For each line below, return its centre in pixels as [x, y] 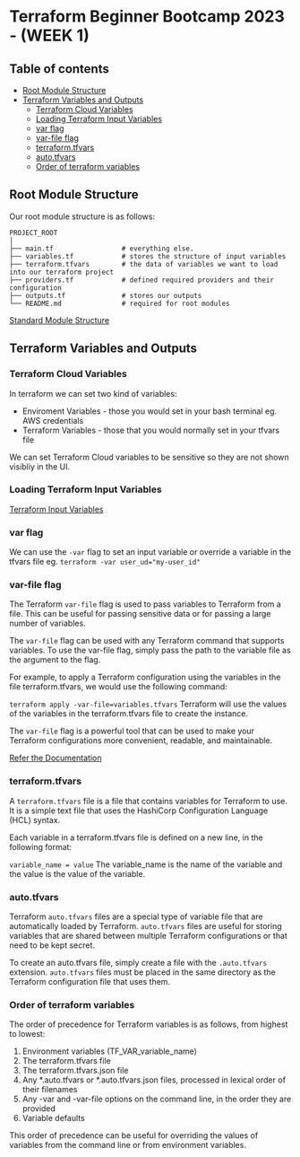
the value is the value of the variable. [77, 873]
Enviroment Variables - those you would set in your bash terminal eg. [150, 411]
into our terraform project [62, 272]
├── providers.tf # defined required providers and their [142, 280]
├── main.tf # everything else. [102, 249]
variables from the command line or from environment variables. [128, 1145]
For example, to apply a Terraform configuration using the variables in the [145, 677]
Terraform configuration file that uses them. [90, 981]
